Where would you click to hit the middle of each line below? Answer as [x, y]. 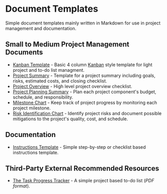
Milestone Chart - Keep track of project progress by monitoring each [85, 102]
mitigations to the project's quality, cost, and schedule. [70, 119]
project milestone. [32, 108]
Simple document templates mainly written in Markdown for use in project [83, 23]
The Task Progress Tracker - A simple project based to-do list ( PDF [83, 181]
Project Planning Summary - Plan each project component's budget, [85, 92]
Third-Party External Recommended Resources [82, 168]
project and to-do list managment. [49, 70]
